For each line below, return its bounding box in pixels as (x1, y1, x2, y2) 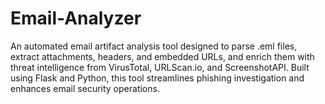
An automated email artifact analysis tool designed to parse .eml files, (10, 40, 298, 52)
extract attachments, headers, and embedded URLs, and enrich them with (10, 50, 315, 62)
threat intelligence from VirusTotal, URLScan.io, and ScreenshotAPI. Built (10, 61, 310, 73)
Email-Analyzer (10, 7, 142, 30)
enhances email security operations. (10, 82, 160, 94)
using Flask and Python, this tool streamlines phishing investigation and (10, 72, 305, 84)
